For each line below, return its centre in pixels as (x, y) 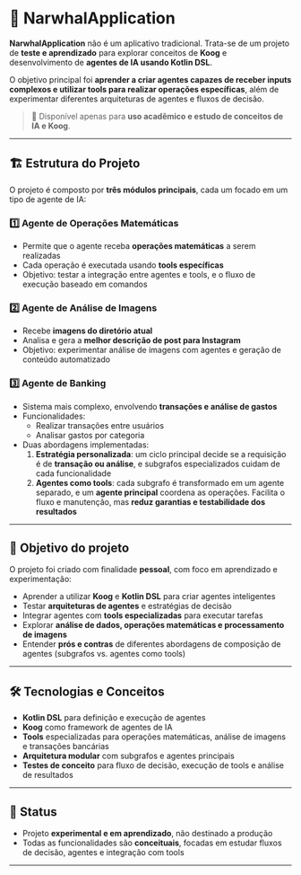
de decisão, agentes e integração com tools (103, 853)
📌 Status (34, 812)
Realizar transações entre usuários (99, 425)
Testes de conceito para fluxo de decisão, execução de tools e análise (153, 765)
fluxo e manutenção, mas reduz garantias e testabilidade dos (150, 501)
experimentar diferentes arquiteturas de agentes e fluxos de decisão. (137, 99)
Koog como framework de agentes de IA (97, 728)
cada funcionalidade (73, 473)
